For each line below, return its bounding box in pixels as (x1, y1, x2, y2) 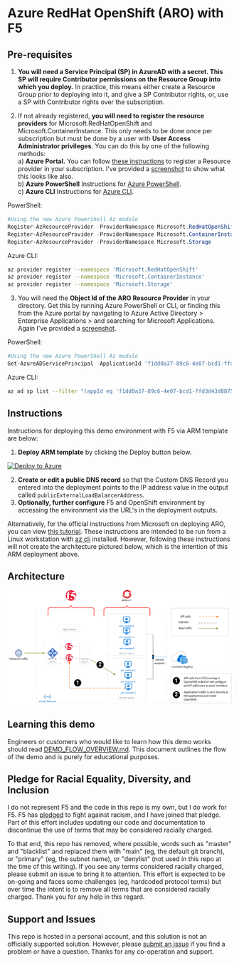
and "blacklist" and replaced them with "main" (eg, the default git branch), (7, 847, 225, 856)
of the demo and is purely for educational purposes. (7, 752, 160, 761)
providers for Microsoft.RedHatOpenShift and (17, 119, 152, 128)
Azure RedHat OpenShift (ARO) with (7, 5, 224, 21)
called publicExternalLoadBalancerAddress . (17, 490, 144, 499)
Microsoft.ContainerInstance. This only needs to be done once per (17, 127, 213, 135)
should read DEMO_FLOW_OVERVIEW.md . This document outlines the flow (7, 745, 226, 753)
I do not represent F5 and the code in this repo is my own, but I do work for (7, 803, 228, 812)
